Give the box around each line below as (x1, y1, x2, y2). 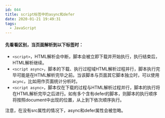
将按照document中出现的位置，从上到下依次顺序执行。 (12, 97, 125, 103)
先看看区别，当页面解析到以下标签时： (5, 42, 83, 48)
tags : (5, 21, 16, 26)
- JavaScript (9, 26, 37, 31)
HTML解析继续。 (12, 60, 47, 66)
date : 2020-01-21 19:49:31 (5, 16, 61, 21)
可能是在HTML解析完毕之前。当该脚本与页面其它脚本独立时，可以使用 (16, 72, 160, 78)
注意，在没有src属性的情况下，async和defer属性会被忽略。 (5, 108, 126, 114)
